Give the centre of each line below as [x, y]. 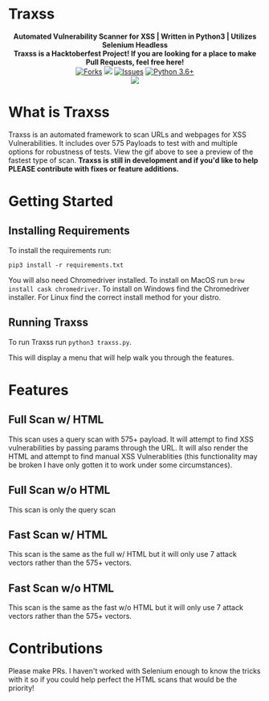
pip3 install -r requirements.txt [66, 265]
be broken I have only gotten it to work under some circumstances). [120, 465]
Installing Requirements [69, 231]
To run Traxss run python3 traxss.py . [70, 342]
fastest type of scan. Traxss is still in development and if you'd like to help [133, 160]
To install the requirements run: [60, 250]
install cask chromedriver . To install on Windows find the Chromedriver [129, 288]
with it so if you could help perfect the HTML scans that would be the [123, 680]
